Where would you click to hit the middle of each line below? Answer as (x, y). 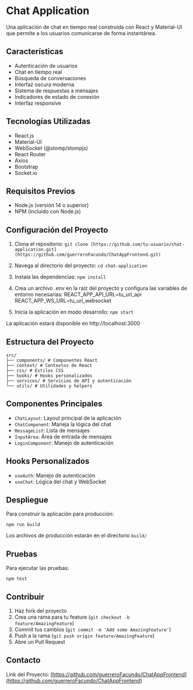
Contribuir (25, 597)
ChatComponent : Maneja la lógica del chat (63, 424)
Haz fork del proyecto (41, 611)
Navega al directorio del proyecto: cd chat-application (81, 266)
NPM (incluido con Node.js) (48, 211)
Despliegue (27, 500)
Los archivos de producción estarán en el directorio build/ (77, 535)
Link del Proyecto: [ (29, 674)
